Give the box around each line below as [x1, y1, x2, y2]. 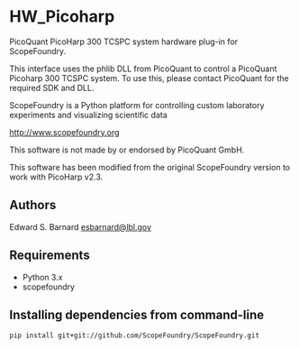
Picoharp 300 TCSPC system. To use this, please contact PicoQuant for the [9, 72, 290, 83]
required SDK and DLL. [9, 82, 95, 93]
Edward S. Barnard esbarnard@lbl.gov [9, 221, 151, 232]
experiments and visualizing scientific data [9, 109, 168, 120]
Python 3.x [22, 271, 63, 282]
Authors [9, 197, 57, 213]
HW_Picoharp [9, 6, 115, 27]
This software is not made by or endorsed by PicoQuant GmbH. [9, 144, 245, 155]
